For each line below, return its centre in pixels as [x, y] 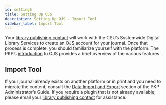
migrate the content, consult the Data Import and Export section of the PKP [82, 87]
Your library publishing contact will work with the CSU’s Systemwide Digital [82, 38]
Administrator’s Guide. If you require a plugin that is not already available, [80, 92]
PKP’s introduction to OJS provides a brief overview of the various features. [83, 54]
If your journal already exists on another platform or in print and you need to [83, 81]
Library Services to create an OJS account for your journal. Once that [77, 43]
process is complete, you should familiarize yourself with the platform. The [82, 48]
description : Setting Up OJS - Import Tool [51, 19]
